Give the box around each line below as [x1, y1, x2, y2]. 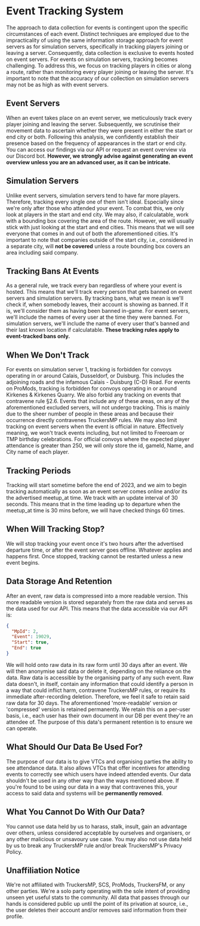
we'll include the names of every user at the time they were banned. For [6, 313, 183, 321]
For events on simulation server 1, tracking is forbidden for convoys [6, 366, 172, 373]
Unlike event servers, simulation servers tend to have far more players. [6, 192, 180, 199]
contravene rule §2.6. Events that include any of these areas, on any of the [6, 398, 190, 405]
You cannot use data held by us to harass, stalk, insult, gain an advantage [6, 823, 187, 830]
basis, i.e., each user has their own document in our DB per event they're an [6, 712, 193, 719]
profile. [6, 913, 24, 920]
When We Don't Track [6, 350, 90, 360]
